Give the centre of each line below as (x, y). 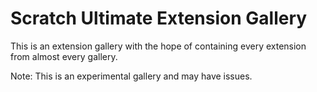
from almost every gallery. (64, 56)
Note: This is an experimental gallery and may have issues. (131, 76)
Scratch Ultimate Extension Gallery (159, 18)
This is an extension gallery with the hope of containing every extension (158, 46)
